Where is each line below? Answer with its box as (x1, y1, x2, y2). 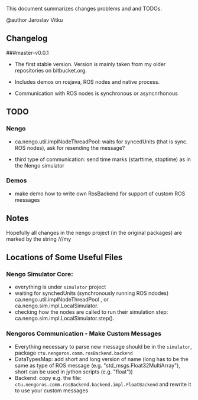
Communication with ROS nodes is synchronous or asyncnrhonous (14, 90, 178, 97)
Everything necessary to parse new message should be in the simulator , (14, 343, 192, 350)
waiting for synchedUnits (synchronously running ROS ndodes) (14, 290, 169, 297)
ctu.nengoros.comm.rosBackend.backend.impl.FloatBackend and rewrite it (14, 381, 191, 388)
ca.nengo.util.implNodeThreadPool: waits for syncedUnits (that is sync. (14, 138, 188, 145)
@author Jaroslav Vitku (6, 17, 63, 23)
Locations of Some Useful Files (6, 253, 123, 262)
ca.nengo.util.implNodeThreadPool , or (14, 296, 109, 303)
